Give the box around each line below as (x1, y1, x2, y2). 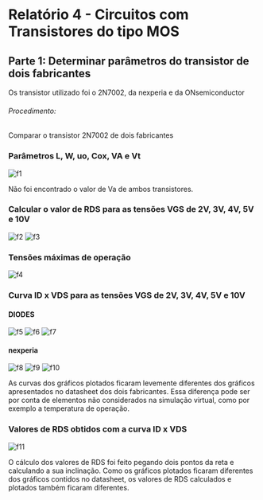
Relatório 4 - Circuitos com (8, 6, 189, 24)
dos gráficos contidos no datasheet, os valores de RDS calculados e (8, 474, 232, 483)
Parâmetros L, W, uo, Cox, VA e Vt (8, 150, 141, 162)
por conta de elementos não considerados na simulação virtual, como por (8, 396, 250, 405)
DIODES (8, 309, 35, 319)
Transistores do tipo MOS (8, 22, 180, 41)
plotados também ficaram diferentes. (8, 482, 130, 492)
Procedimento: (8, 106, 56, 115)
